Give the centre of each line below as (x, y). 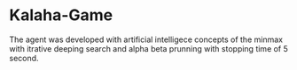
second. (24, 58)
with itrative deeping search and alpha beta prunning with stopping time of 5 (148, 48)
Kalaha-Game (61, 15)
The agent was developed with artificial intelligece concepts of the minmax (146, 39)
